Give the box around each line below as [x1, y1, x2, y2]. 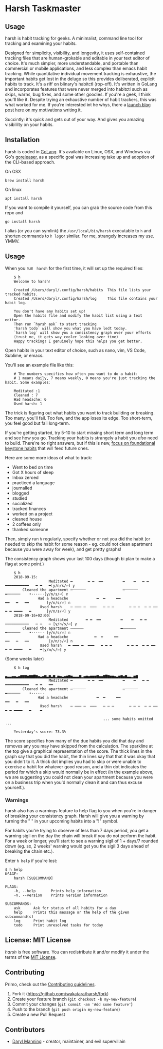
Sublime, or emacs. [5, 352, 44, 358]
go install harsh [5, 219, 40, 224]
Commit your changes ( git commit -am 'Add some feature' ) [12, 1001, 133, 1007]
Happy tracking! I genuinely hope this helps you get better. [14, 339, 143, 344]
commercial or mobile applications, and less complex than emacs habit [5, 65, 147, 71]
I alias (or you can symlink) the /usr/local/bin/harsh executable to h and [5, 227, 152, 233]
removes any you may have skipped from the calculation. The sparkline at [5, 743, 153, 749]
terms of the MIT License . [5, 954, 57, 960]
